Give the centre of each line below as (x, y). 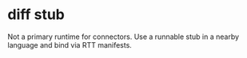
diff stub (36, 15)
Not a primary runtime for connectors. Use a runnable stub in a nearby (124, 37)
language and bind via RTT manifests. (70, 44)
